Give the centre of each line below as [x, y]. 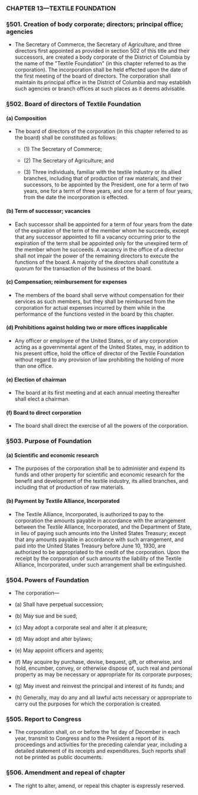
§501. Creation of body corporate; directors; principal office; [95, 24]
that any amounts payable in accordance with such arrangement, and [99, 539]
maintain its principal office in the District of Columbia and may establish [103, 82]
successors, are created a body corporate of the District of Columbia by [102, 57]
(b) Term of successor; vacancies [48, 211]
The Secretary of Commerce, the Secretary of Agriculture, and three [98, 44]
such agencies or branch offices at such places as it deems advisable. [100, 89]
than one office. [34, 365]
